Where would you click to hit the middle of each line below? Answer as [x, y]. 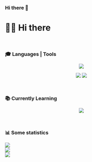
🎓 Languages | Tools [31, 54]
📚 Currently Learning [31, 98]
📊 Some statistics [27, 133]
